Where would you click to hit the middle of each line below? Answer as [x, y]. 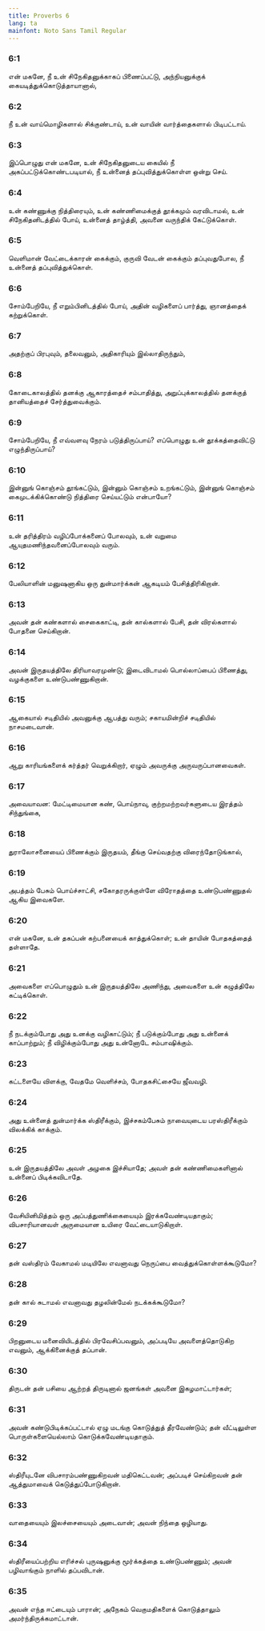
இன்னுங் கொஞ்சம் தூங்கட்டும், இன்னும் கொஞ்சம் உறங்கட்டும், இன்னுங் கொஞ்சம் [131, 488]
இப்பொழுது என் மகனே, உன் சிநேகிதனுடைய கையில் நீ [91, 163]
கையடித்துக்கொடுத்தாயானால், [53, 85]
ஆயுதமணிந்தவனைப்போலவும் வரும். [64, 544]
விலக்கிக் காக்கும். [35, 1129]
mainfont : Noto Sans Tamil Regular [68, 30]
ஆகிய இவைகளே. [37, 899]
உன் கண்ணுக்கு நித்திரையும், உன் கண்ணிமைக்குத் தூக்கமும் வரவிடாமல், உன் [126, 210]
